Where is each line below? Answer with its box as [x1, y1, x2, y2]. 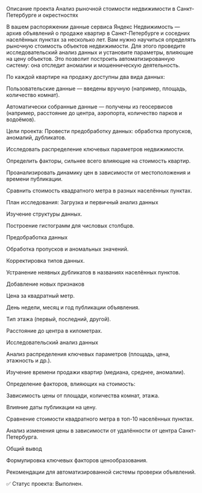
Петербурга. [6, 433, 39, 441]
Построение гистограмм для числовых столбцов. [6, 222, 134, 229]
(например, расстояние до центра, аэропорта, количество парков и [6, 110, 183, 116]
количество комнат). [6, 92, 60, 98]
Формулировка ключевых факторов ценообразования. [6, 457, 148, 463]
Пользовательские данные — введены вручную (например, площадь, [6, 85, 187, 92]
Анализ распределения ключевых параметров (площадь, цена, [6, 351, 171, 357]
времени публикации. [6, 175, 63, 183]
